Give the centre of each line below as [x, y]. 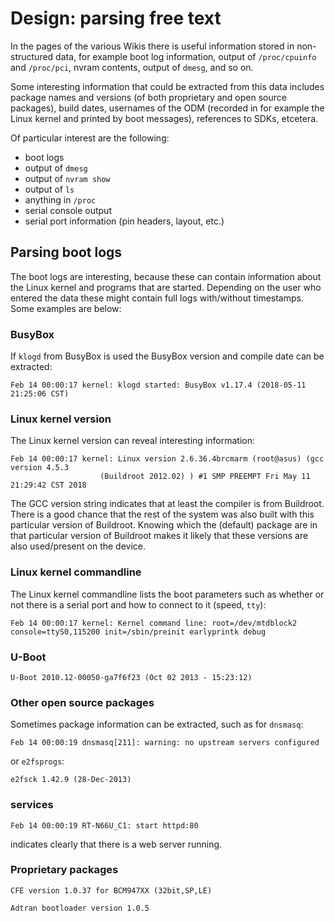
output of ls [49, 189]
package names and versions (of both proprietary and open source [148, 97]
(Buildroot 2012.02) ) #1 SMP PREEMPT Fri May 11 [205, 477]
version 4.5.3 [40, 468]
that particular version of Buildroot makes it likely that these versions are [159, 536]
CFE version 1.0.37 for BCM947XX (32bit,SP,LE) [111, 890]
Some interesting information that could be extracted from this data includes [167, 86]
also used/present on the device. [78, 546]
